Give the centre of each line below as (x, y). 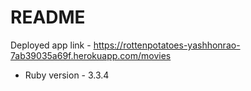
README (48, 17)
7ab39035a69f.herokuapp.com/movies (91, 55)
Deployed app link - (51, 45)
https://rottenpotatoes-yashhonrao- (167, 45)
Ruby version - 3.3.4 (67, 75)
